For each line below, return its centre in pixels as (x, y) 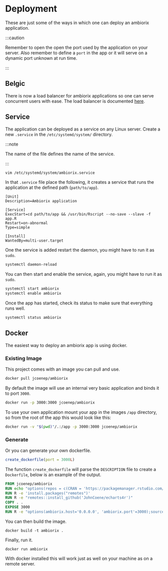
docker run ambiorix (27, 549)
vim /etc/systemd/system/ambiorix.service (50, 173)
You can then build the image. (36, 521)
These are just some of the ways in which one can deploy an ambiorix (77, 23)
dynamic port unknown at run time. (41, 58)
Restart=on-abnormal (27, 223)
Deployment (31, 9)
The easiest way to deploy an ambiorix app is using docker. (66, 345)
